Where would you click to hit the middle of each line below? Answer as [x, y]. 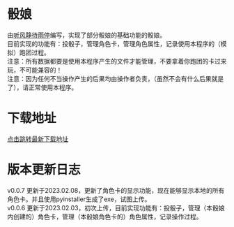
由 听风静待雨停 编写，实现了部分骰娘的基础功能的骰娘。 [86, 35]
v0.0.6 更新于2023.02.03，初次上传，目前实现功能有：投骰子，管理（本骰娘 [116, 207]
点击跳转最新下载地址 [38, 139]
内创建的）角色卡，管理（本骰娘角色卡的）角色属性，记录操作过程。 [105, 217]
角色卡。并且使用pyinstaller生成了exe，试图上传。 [79, 199]
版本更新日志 [44, 170]
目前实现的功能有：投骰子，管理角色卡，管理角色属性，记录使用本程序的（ [114, 43]
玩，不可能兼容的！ [35, 70]
